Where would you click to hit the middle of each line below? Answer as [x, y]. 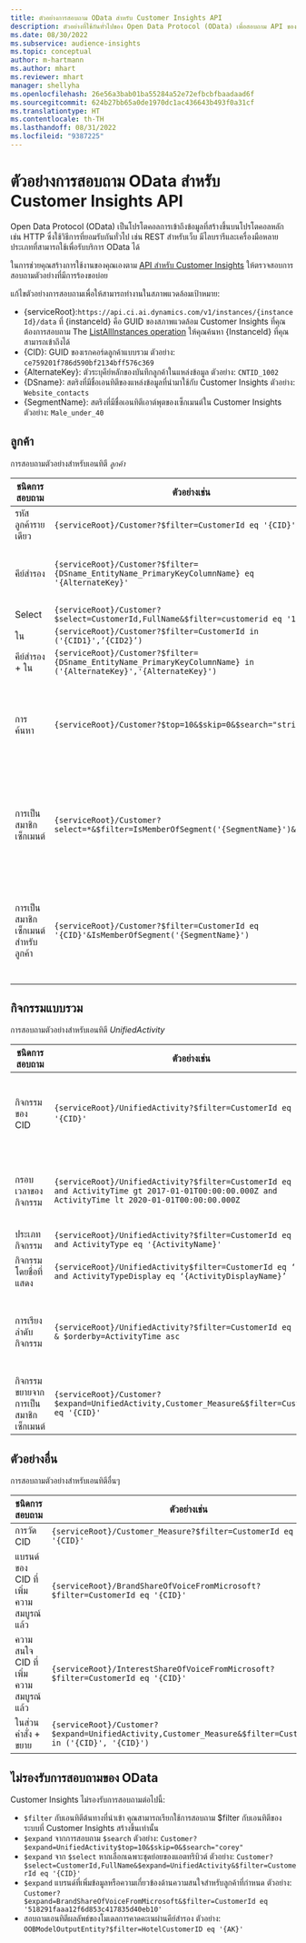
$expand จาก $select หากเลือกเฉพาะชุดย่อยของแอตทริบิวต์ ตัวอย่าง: [129, 1857]
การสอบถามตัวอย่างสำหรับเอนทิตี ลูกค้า [68, 463]
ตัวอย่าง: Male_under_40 [64, 412]
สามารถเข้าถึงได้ [47, 341]
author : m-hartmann [47, 60]
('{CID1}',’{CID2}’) [99, 640]
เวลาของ [29, 1191]
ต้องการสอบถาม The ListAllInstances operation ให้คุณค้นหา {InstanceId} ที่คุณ [156, 331]
